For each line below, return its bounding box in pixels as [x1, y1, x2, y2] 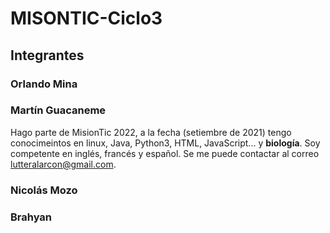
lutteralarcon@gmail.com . [10, 158, 117, 170]
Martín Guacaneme [10, 103, 107, 117]
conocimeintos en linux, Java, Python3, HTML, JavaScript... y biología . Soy [10, 137, 321, 149]
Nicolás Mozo [10, 183, 78, 197]
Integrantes [10, 47, 85, 64]
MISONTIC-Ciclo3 [10, 7, 163, 30]
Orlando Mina [10, 77, 78, 91]
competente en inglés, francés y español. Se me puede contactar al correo [10, 147, 320, 159]
